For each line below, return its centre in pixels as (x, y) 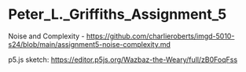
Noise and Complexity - (46, 36)
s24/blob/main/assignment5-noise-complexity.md (90, 44)
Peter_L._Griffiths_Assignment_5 (117, 14)
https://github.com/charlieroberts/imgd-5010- (160, 36)
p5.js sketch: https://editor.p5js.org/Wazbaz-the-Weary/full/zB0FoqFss (123, 59)
